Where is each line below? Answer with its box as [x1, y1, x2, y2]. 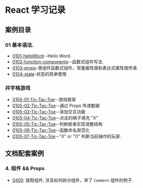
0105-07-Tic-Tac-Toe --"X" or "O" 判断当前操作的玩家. [12, 134, 122, 139]
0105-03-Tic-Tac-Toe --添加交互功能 [12, 109, 86, 115]
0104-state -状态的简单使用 [12, 71, 67, 77]
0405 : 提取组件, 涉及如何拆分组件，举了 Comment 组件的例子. [12, 177, 134, 183]
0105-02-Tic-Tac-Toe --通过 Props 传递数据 [12, 103, 100, 108]
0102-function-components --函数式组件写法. [12, 58, 104, 64]
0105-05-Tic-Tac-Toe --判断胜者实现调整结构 [12, 121, 103, 127]
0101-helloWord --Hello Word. [12, 53, 71, 59]
